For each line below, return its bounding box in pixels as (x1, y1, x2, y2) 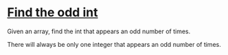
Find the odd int (7, 5, 98, 20)
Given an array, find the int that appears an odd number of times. (7, 27, 191, 35)
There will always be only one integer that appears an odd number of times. (7, 40, 221, 48)
